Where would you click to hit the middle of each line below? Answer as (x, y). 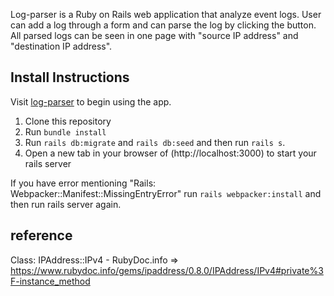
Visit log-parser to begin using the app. (91, 101)
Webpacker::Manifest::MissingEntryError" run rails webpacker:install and (166, 193)
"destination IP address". (61, 46)
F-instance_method (50, 281)
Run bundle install (65, 131)
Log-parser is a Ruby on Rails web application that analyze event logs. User (166, 14)
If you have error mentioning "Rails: (83, 183)
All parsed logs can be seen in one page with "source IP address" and (154, 35)
